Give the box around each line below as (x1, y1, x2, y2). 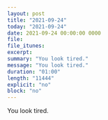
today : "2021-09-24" (7, 23, 68, 30)
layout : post (7, 10, 45, 17)
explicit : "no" (7, 81, 52, 88)
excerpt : (7, 49, 33, 56)
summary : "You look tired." (7, 55, 89, 62)
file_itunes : (7, 42, 45, 49)
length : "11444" (7, 74, 54, 82)
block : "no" (7, 87, 42, 94)
